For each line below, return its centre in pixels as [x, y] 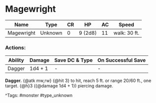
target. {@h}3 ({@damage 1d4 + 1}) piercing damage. [59, 86]
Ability [16, 60]
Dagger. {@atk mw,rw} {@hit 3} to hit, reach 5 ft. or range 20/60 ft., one [78, 81]
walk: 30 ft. [126, 33]
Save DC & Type [73, 60]
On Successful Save [122, 60]
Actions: [16, 48]
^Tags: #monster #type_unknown [39, 95]
